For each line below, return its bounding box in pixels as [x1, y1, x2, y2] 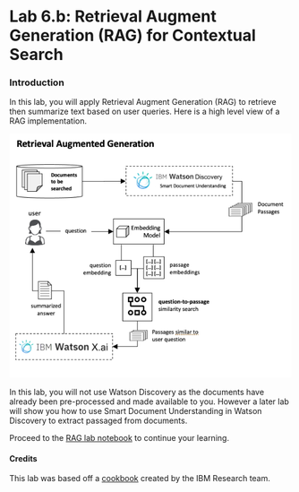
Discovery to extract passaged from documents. [9, 415, 188, 427]
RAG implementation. [9, 116, 88, 126]
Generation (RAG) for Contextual [9, 25, 257, 46]
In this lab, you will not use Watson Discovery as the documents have [9, 387, 265, 398]
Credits [9, 453, 38, 463]
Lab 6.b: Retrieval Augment [9, 6, 217, 27]
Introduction [9, 76, 64, 89]
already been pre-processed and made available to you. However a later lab [9, 396, 289, 407]
